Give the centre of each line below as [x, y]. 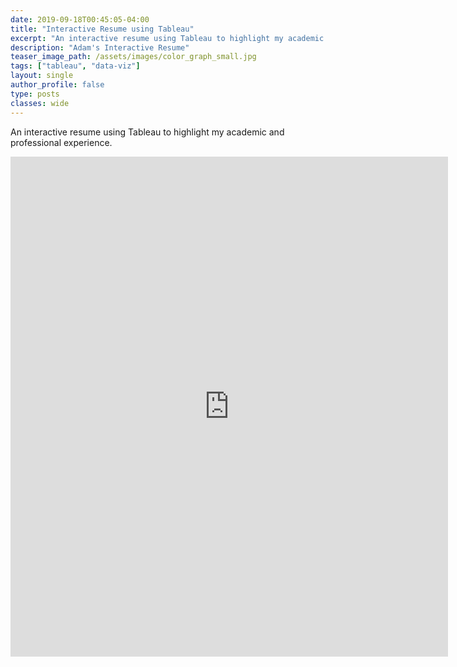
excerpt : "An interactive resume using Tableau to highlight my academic [167, 38]
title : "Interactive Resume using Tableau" [102, 29]
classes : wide [40, 103]
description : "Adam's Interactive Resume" [100, 47]
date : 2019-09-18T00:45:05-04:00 [80, 19]
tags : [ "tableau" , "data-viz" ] [75, 66]
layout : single [42, 76]
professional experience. [61, 142]
